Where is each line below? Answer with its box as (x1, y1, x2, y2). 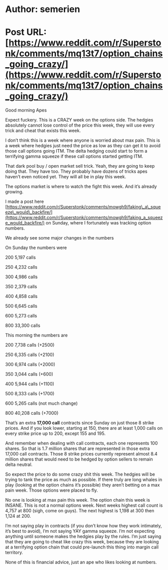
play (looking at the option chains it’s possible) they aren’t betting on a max (5, 482, 160, 488)
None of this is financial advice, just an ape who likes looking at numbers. (5, 559, 157, 565)
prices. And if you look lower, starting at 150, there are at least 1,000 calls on (5, 425, 163, 431)
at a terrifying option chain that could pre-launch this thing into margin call (5, 544, 159, 550)
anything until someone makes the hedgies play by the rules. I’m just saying (5, 533, 161, 539)
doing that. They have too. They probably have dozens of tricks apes (5, 168, 148, 174)
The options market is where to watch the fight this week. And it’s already (5, 183, 157, 189)
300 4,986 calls (5, 274, 38, 280)
